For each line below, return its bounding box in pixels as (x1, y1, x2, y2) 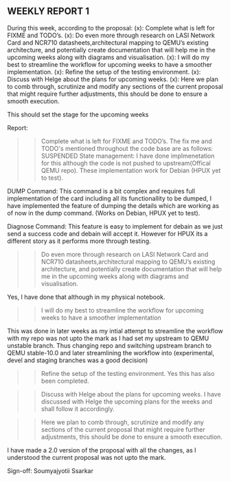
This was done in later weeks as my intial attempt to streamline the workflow (7, 326, 223, 335)
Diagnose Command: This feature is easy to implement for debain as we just (7, 222, 223, 230)
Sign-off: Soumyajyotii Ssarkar (7, 466, 94, 474)
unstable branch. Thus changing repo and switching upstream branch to (7, 341, 211, 350)
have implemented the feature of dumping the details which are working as (7, 201, 220, 209)
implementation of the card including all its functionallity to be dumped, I (7, 194, 212, 202)
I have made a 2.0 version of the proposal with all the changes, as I (7, 446, 196, 454)
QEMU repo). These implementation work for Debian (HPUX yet (41, 166, 221, 174)
